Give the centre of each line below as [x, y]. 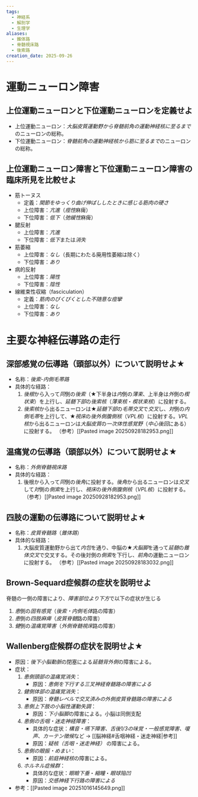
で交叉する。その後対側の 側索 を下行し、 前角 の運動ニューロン [114, 555]
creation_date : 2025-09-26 [39, 56]
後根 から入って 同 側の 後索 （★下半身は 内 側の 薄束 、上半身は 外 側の [104, 394]
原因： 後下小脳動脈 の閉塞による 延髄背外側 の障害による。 [85, 662]
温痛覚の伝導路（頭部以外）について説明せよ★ [92, 452]
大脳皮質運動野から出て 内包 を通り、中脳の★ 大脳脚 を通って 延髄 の [104, 548]
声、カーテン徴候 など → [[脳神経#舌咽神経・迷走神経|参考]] [105, 736]
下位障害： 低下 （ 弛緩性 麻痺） [60, 218]
